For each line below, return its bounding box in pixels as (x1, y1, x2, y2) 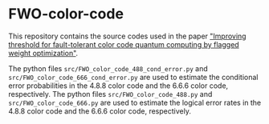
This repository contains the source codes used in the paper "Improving (8, 31, 247, 41)
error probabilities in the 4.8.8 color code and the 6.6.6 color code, (8, 81, 229, 90)
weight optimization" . (8, 48, 79, 58)
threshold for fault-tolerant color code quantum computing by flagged (8, 39, 239, 49)
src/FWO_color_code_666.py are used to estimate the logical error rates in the (8, 98, 262, 107)
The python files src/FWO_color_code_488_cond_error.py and (8, 63, 209, 73)
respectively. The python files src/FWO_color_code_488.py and (8, 89, 213, 98)
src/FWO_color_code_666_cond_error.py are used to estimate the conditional (8, 72, 259, 82)
